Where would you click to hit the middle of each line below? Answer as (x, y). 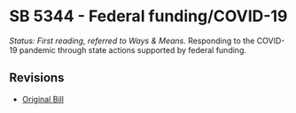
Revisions (37, 78)
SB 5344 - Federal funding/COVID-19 (148, 16)
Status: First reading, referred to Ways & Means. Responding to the (132, 41)
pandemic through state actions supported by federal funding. (132, 49)
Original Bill (43, 99)
